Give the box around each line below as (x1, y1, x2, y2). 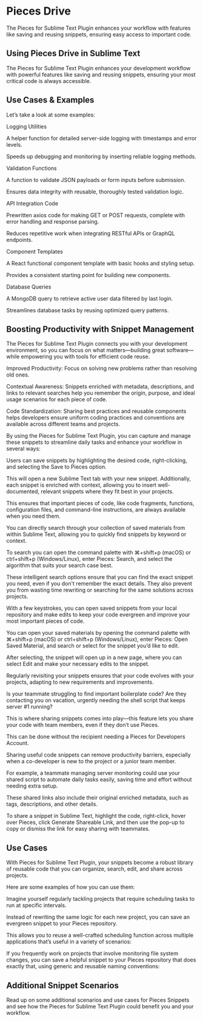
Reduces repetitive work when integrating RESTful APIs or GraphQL (6, 229, 175, 237)
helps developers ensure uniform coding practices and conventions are (6, 414, 185, 421)
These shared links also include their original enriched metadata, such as (6, 794, 189, 802)
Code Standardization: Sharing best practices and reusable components (6, 407, 187, 415)
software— (166, 347, 194, 354)
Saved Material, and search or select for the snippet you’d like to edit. (6, 642, 180, 649)
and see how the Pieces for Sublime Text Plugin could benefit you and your (6, 1003, 194, 1010)
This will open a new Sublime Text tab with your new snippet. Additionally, (6, 475, 191, 483)
